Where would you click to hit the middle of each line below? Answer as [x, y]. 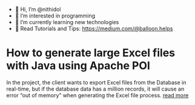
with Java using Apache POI [78, 66]
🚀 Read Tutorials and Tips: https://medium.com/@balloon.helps [94, 28]
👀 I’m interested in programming [55, 16]
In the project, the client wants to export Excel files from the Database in [96, 82]
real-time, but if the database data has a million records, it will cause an [95, 89]
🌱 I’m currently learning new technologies [67, 22]
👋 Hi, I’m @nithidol [38, 9]
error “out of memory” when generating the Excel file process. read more [97, 95]
